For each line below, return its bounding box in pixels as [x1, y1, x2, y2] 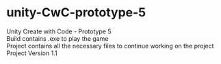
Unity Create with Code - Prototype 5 [6, 27, 112, 35]
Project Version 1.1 [6, 49, 57, 57]
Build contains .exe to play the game [6, 34, 109, 42]
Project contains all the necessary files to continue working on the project [6, 42, 214, 50]
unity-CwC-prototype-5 [6, 5, 146, 20]
